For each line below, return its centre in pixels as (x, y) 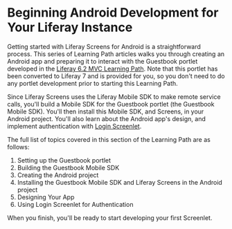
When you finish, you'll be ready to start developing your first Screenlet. (110, 218)
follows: (18, 147)
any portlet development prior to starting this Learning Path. (92, 83)
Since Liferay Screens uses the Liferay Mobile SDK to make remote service (114, 97)
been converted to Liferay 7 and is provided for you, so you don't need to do (116, 76)
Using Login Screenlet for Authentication (75, 204)
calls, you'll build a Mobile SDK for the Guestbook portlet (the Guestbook (111, 104)
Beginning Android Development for (113, 13)
